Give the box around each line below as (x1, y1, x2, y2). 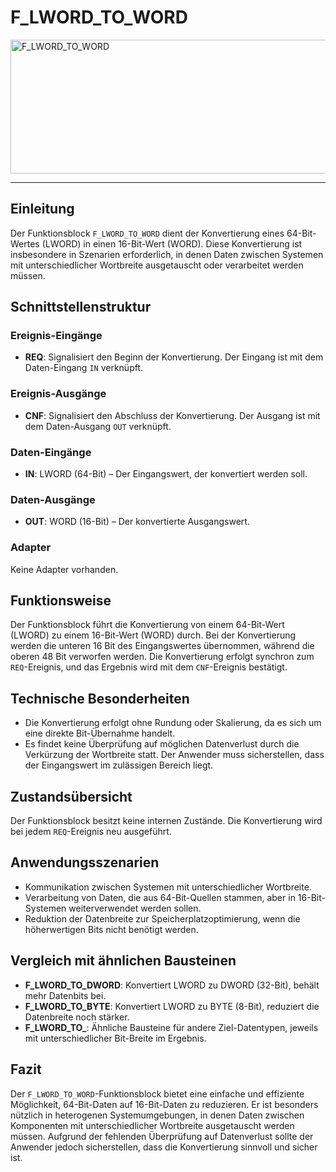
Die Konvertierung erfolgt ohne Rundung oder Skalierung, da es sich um (24, 717, 322, 729)
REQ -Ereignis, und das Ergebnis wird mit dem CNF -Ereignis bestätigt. (10, 661, 288, 673)
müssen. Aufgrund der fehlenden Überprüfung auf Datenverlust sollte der (10, 1130, 314, 1142)
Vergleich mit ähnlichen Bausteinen (10, 952, 237, 970)
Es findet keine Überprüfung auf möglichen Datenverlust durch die (24, 738, 300, 750)
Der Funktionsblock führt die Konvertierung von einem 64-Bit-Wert (10, 619, 285, 631)
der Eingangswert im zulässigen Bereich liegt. (24, 759, 214, 771)
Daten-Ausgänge (10, 492, 96, 506)
